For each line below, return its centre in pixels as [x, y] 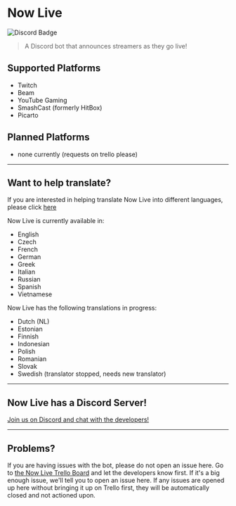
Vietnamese [35, 294]
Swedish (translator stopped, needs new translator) [92, 374]
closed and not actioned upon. [52, 495]
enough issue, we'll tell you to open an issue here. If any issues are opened [116, 480]
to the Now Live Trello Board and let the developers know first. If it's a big [113, 473]
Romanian [32, 359]
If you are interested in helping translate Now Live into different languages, [115, 200]
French [28, 249]
